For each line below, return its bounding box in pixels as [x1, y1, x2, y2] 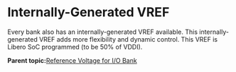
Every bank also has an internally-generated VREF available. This [7, 28, 198, 36]
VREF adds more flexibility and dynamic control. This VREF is [38, 35, 218, 43]
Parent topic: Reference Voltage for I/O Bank [7, 56, 137, 64]
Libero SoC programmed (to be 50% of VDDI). [7, 42, 143, 51]
